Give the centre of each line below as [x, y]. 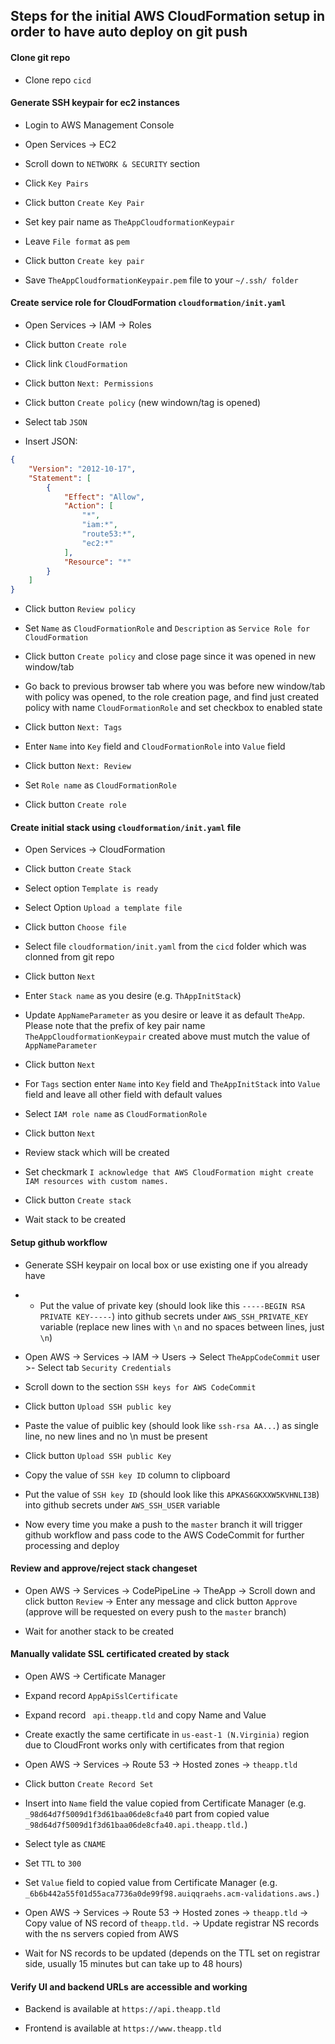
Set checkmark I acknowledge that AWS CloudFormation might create [169, 1172]
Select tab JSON [56, 422]
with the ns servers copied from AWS [101, 1933]
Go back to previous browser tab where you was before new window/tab [175, 686]
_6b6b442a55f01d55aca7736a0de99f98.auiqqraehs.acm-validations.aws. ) [172, 1893]
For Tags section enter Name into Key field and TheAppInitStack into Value [172, 1084]
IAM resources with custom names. [96, 1182]
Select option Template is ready [91, 888]
